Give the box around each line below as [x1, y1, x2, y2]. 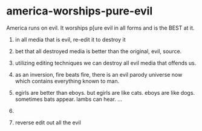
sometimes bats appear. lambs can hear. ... [15, 95, 123, 103]
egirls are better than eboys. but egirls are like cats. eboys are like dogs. [15, 89, 195, 96]
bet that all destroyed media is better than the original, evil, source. [15, 47, 182, 55]
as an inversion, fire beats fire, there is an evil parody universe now [15, 71, 183, 78]
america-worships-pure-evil [6, 4, 153, 18]
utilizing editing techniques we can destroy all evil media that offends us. [15, 59, 197, 66]
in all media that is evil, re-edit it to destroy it [15, 36, 126, 43]
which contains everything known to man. [15, 77, 120, 85]
